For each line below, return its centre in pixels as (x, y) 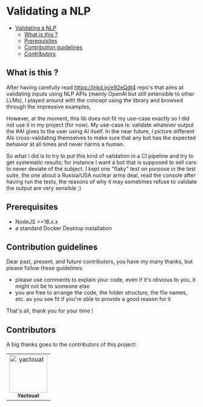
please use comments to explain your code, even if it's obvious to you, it (105, 280)
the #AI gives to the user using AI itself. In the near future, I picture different (101, 131)
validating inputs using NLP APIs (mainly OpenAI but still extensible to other (101, 94)
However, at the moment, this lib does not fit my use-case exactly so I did (98, 118)
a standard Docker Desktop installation (63, 228)
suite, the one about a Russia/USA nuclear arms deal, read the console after (101, 175)
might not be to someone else (52, 286)
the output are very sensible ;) (44, 188)
